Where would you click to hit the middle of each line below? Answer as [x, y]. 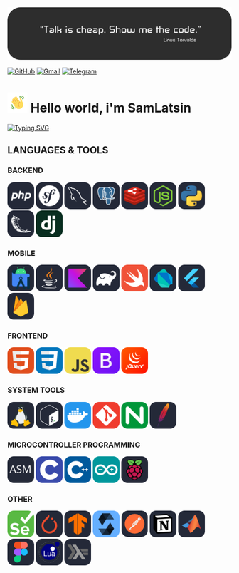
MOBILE [21, 253]
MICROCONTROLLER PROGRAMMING [74, 445]
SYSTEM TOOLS [36, 390]
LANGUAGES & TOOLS [58, 150]
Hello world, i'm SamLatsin [111, 108]
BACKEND [26, 170]
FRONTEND [28, 336]
